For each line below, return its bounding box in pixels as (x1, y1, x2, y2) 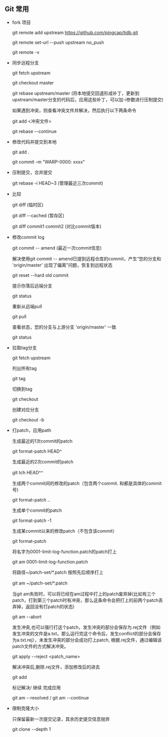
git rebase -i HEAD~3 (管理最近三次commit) (12, 180, 103, 186)
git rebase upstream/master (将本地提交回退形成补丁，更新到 (12, 90, 140, 96)
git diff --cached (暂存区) (12, 212, 65, 219)
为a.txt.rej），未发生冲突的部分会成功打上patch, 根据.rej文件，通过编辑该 (12, 637, 162, 643)
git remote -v (12, 49, 39, 55)
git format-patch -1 (12, 517, 52, 524)
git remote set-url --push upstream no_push (12, 39, 104, 45)
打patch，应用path (12, 427, 52, 433)
